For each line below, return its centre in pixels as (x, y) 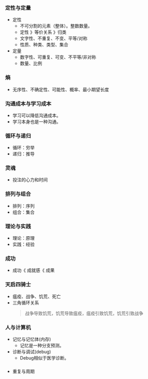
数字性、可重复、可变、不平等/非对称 (58, 57)
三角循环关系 (25, 303)
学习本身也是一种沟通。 (36, 121)
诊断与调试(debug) (32, 352)
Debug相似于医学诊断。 (44, 358)
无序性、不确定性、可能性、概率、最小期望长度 (60, 89)
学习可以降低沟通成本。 (36, 115)
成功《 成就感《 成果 (33, 270)
